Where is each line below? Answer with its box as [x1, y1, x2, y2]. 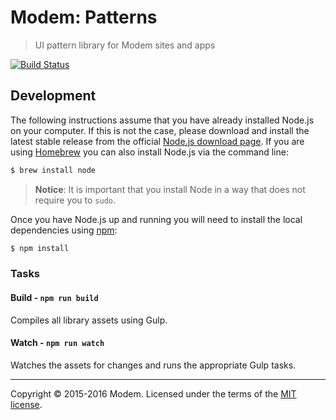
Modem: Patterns [10, 6, 158, 29]
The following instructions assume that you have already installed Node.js [10, 114, 315, 126]
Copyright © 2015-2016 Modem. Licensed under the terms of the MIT [10, 387, 297, 400]
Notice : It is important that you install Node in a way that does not [34, 183, 306, 195]
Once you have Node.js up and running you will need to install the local [10, 213, 303, 225]
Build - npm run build [10, 292, 99, 304]
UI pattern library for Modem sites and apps [34, 39, 216, 51]
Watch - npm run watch [10, 337, 105, 349]
